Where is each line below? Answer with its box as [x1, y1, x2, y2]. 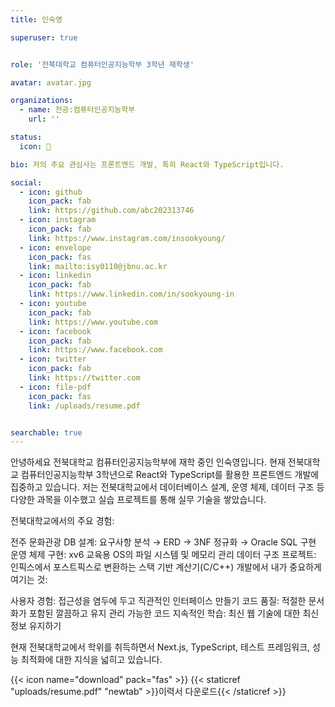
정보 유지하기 [10, 620, 62, 632]
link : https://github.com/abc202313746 [28, 206, 195, 216]
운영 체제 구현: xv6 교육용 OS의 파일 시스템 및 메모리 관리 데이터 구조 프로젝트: [10, 549, 317, 561]
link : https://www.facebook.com [28, 345, 163, 355]
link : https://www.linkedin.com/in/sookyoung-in [28, 289, 235, 300]
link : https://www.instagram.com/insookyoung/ [28, 233, 226, 243]
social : [10, 177, 43, 188]
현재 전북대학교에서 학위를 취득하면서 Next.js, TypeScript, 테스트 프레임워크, [10, 641, 311, 653]
